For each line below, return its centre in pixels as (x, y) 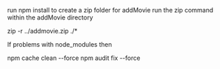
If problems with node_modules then (60, 44)
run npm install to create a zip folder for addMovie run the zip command (110, 10)
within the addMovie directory (50, 17)
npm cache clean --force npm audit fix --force (74, 58)
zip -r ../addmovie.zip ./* (42, 31)
